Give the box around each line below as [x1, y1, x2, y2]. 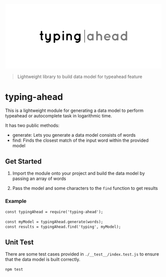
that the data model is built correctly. [5, 257, 81, 263]
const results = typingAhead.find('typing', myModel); [5, 224, 121, 230]
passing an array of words [12, 176, 66, 182]
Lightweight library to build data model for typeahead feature [17, 74, 143, 80]
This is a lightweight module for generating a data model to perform [5, 107, 144, 113]
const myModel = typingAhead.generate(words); [5, 219, 103, 225]
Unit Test [5, 238, 34, 246]
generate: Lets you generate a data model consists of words [12, 132, 136, 138]
